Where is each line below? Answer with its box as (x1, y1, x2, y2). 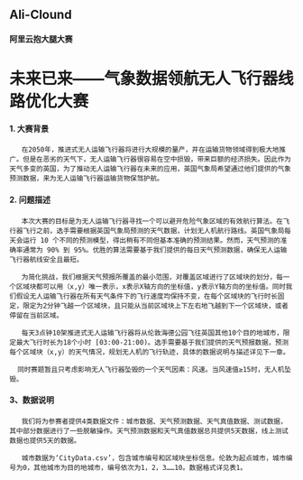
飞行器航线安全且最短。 (9, 254, 84, 264)
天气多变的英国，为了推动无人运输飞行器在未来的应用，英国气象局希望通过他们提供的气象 (9, 164, 291, 174)
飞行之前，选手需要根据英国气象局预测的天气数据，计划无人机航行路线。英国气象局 (22, 226, 285, 235)
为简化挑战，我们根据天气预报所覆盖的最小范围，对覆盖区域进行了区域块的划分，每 (21, 272, 284, 282)
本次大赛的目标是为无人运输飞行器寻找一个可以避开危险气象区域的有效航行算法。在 (21, 217, 284, 226)
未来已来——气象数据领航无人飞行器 (9, 69, 279, 89)
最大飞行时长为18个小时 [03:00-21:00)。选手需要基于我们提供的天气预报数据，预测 (15, 337, 289, 346)
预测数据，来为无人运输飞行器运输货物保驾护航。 (9, 174, 164, 183)
